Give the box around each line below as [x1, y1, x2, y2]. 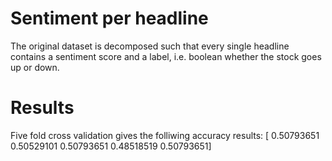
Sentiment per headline [10, 7, 209, 30]
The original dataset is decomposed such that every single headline [10, 40, 290, 52]
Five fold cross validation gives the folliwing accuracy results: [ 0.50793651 [10, 129, 320, 141]
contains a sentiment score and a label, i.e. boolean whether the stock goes [10, 50, 322, 62]
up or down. [10, 61, 60, 73]
